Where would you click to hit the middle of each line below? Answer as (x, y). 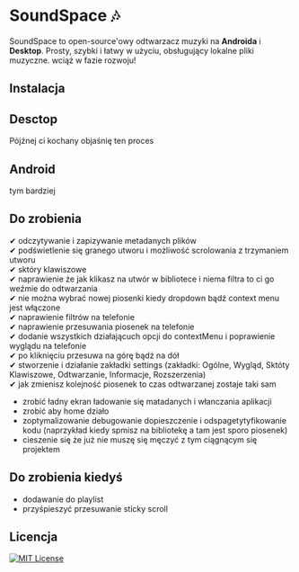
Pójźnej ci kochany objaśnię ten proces (82, 141)
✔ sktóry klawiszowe (48, 269)
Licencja (34, 536)
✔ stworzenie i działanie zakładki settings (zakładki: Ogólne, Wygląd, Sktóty (149, 364)
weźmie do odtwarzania (54, 288)
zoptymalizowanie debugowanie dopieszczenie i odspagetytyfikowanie (154, 420)
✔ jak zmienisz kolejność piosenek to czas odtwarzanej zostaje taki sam (143, 384)
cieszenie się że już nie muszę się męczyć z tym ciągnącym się (140, 439)
